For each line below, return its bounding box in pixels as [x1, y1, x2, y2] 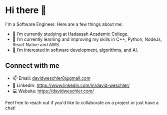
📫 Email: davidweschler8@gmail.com [12, 75, 91, 81]
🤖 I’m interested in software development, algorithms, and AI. [12, 47, 138, 53]
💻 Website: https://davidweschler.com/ [12, 88, 94, 94]
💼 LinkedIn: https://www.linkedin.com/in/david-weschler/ [12, 82, 130, 88]
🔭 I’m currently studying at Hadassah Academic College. [12, 31, 129, 37]
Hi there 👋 [5, 5, 46, 16]
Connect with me [5, 61, 60, 70]
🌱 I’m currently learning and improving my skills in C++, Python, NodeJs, [12, 36, 162, 42]
